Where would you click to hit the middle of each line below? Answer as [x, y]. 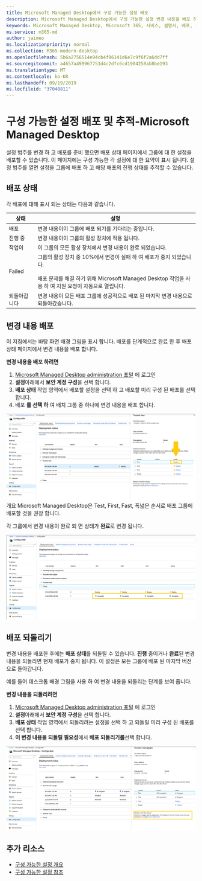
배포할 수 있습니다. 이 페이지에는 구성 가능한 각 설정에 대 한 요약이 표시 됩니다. [97, 160]
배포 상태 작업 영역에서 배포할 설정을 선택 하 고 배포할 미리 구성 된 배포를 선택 [105, 389]
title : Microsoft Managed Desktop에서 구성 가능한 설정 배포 [78, 13]
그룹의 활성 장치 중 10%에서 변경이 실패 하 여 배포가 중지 [104, 257]
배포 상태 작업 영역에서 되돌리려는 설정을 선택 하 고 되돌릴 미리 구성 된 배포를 [104, 722]
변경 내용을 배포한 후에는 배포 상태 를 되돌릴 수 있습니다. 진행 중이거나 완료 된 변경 [101, 653]
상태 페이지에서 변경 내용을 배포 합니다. [52, 349]
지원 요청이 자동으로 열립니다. [90, 286]
